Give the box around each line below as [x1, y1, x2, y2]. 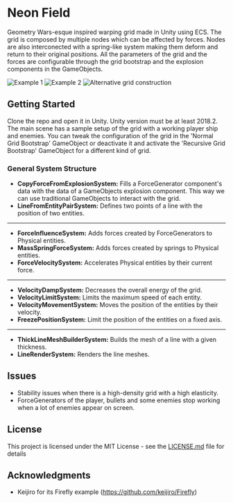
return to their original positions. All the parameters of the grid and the [7, 50, 208, 58]
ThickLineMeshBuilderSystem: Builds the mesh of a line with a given [17, 336, 217, 344]
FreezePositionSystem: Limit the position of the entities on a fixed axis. [17, 315, 223, 324]
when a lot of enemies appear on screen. [17, 403, 135, 411]
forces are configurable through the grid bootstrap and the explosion [7, 57, 204, 65]
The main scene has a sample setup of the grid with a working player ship [7, 124, 218, 133]
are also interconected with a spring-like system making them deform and [7, 42, 218, 51]
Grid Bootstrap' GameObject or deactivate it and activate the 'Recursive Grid [7, 139, 225, 147]
